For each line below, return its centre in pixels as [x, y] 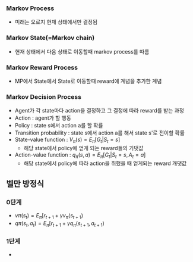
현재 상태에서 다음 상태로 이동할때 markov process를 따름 [82, 51]
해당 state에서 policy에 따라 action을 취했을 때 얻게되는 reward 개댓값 [105, 163]
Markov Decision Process [44, 96]
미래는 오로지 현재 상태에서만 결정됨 [56, 22]
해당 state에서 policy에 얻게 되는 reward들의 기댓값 [83, 148]
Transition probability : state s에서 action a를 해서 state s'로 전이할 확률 [100, 133]
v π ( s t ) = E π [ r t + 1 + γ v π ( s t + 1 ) [49, 216]
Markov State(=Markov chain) [50, 38]
